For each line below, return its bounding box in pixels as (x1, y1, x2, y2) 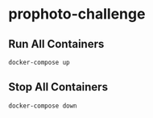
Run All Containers (8, 37, 105, 51)
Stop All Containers (8, 80, 109, 94)
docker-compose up (8, 58, 70, 66)
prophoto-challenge (8, 5, 146, 23)
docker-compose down (8, 102, 78, 110)
